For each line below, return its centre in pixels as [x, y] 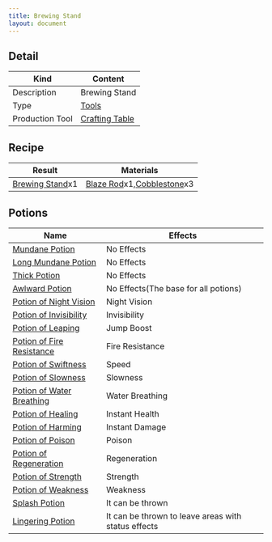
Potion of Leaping [46, 328]
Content [108, 79]
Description [34, 92]
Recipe [26, 148]
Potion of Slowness [49, 377]
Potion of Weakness [51, 489]
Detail [23, 56]
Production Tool [42, 119]
